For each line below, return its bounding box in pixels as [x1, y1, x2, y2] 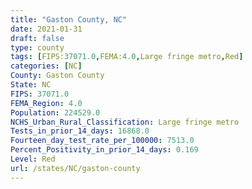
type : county [10, 42, 65, 53]
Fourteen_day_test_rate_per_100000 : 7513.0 [10, 136, 195, 146]
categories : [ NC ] [10, 61, 83, 71]
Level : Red [10, 154, 56, 164]
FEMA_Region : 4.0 [10, 98, 83, 108]
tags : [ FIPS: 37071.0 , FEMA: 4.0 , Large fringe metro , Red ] [10, 52, 244, 62]
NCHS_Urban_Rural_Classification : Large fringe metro [10, 117, 240, 127]
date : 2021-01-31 [10, 24, 83, 34]
